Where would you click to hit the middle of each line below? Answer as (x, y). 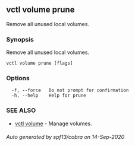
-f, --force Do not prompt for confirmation (70, 91)
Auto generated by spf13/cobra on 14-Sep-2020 (65, 137)
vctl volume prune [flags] (40, 64)
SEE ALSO (21, 110)
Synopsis (20, 39)
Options (18, 78)
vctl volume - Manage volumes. (53, 123)
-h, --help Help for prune (49, 96)
